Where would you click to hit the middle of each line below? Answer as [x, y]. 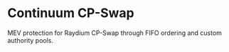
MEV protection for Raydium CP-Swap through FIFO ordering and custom [115, 33]
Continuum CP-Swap [71, 13]
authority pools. [31, 40]
